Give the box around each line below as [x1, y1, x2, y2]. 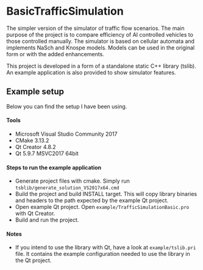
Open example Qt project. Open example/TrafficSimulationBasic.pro [15, 203, 190, 211]
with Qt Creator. [15, 210, 55, 217]
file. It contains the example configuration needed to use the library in [15, 250, 190, 258]
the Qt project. [15, 257, 52, 264]
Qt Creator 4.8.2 [15, 143, 56, 150]
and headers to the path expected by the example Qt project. [15, 197, 169, 204]
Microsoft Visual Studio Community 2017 [15, 130, 118, 137]
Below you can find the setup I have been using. [6, 103, 127, 110]
